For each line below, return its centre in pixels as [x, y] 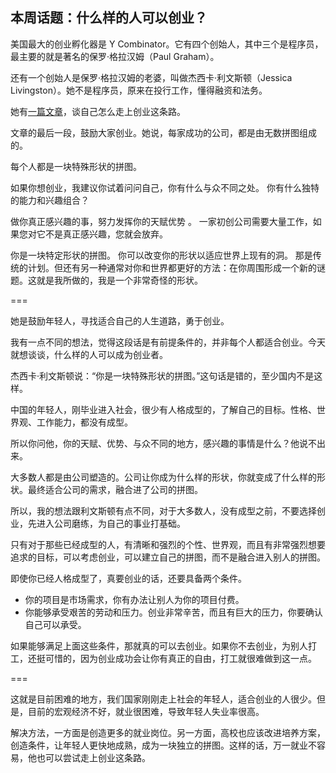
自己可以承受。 [55, 624]
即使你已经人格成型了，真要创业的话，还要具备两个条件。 [128, 578]
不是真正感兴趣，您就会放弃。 [106, 234]
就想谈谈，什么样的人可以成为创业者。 [89, 354]
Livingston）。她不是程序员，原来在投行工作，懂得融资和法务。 [139, 90]
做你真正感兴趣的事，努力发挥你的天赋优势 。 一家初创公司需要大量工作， [161, 221]
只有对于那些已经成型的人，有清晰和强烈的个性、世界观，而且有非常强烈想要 [168, 544]
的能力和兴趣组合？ [50, 200]
